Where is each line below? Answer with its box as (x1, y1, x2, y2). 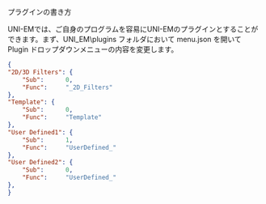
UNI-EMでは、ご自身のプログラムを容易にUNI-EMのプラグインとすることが (7, 24, 259, 34)
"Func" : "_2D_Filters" (22, 83, 113, 91)
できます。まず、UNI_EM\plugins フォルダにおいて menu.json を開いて (7, 35, 242, 44)
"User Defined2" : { (7, 159, 74, 167)
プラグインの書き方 (7, 7, 72, 16)
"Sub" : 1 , (22, 136, 74, 144)
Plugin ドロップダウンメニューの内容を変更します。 (7, 45, 179, 54)
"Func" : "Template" (22, 113, 103, 121)
